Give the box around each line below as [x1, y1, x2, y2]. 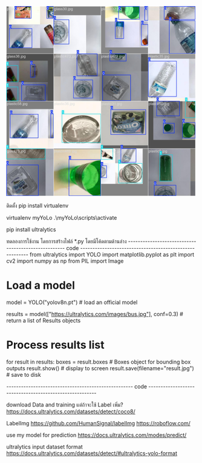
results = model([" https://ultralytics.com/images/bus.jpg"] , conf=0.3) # [6, 310, 183, 317]
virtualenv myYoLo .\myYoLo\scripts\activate [6, 214, 117, 221]
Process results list [6, 338, 105, 352]
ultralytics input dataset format [6, 443, 83, 450]
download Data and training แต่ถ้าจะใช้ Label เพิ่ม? [6, 400, 123, 408]
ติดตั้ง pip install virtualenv [6, 202, 69, 209]
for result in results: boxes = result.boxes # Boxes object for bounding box [6, 358, 191, 365]
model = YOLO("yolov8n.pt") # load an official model [6, 299, 138, 306]
